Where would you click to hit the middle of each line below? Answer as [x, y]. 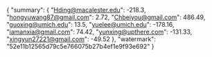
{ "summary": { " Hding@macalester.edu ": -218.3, [76, 10]
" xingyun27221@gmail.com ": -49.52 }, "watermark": [81, 39]
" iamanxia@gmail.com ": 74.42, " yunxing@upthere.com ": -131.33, [99, 32]
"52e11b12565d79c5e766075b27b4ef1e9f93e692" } [80, 46]
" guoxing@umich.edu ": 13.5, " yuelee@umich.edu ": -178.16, [90, 24]
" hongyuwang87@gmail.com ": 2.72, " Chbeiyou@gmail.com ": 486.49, [106, 17]
